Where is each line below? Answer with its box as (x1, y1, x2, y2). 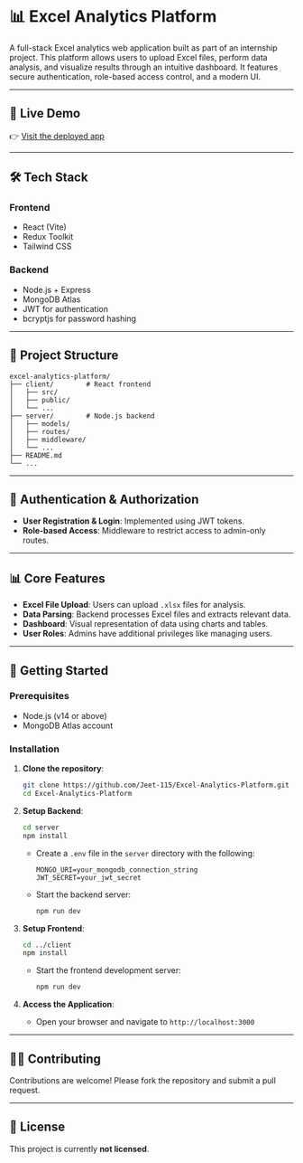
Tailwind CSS (22, 241, 72, 252)
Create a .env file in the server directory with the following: (35, 847, 255, 858)
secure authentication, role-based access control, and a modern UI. (9, 71, 262, 81)
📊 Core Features (9, 571, 106, 586)
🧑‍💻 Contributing (9, 1051, 102, 1066)
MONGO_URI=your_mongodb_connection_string (35, 865, 198, 875)
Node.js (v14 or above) (22, 710, 107, 721)
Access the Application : (22, 999, 115, 1010)
